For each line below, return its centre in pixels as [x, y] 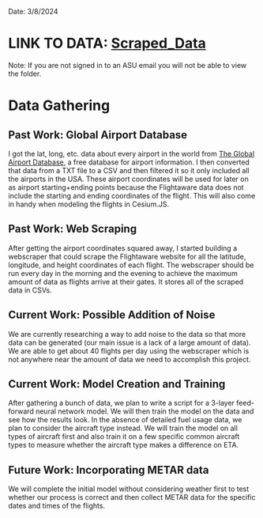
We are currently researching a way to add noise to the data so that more [127, 334]
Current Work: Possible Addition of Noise [112, 315]
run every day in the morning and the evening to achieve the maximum [123, 273]
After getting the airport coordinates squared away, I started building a [123, 248]
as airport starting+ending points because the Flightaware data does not [126, 187]
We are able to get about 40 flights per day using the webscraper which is [129, 350]
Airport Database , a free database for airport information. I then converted [129, 162]
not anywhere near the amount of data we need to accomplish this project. [130, 359]
